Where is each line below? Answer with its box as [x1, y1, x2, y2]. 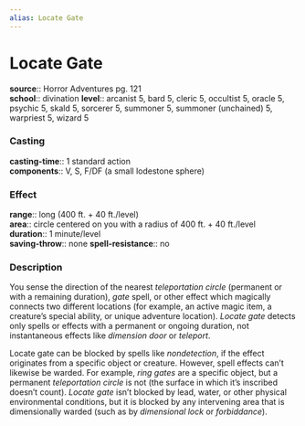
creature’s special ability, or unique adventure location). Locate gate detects [9, 311, 296, 322]
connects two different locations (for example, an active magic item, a [9, 301, 272, 312]
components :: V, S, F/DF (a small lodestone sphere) [9, 165, 205, 176]
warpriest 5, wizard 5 [9, 112, 89, 123]
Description [9, 261, 63, 274]
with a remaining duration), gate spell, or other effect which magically [9, 292, 271, 303]
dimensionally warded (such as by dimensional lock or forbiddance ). [9, 406, 268, 417]
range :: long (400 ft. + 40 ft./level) [9, 209, 140, 220]
